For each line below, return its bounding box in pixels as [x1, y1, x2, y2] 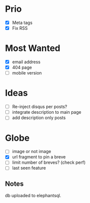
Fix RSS [12, 25, 28, 31]
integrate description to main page [12, 109, 82, 115]
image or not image [12, 149, 52, 154]
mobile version [12, 70, 42, 76]
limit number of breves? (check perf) [12, 159, 86, 165]
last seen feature [12, 165, 46, 171]
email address [12, 59, 40, 65]
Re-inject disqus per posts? [12, 104, 67, 110]
